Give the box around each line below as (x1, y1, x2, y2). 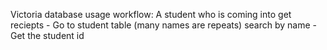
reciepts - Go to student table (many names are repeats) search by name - (10, 19, 318, 31)
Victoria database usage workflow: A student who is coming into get (10, 9, 292, 20)
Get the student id (10, 30, 85, 41)
